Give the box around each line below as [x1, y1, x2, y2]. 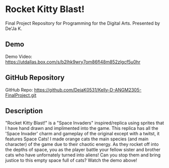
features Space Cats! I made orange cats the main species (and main [5, 136, 149, 142]
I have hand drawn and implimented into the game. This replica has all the [5, 125, 158, 131]
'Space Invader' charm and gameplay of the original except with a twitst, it [5, 131, 160, 137]
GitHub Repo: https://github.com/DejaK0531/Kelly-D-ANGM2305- [5, 87, 142, 93]
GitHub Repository [5, 73, 65, 82]
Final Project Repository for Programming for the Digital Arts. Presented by [5, 20, 160, 26]
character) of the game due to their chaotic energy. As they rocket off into [5, 141, 159, 147]
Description [5, 107, 43, 115]
